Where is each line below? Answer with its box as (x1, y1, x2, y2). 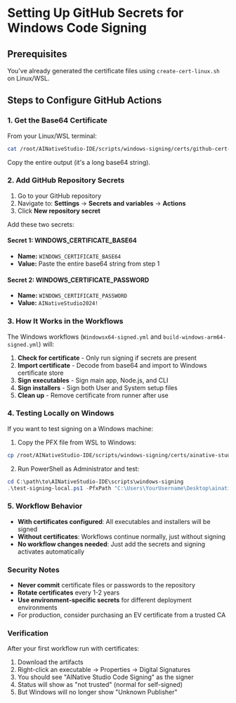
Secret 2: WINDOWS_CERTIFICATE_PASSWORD (7, 275, 150, 284)
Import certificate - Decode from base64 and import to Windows (17, 361, 207, 369)
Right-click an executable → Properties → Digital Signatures (17, 666, 191, 674)
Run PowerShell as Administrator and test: (17, 464, 140, 473)
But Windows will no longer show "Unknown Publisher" (17, 688, 178, 697)
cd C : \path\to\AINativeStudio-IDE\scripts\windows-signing (7, 478, 184, 485)
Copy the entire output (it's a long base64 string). (7, 158, 151, 166)
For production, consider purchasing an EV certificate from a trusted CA (17, 611, 226, 619)
